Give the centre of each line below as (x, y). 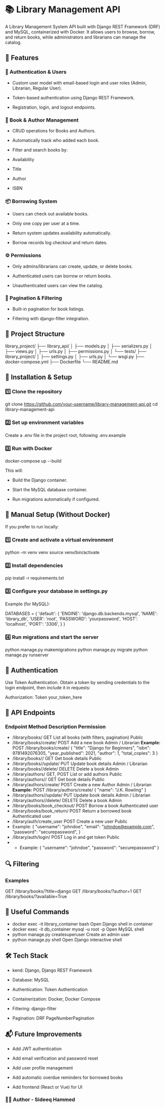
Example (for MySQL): (28, 604)
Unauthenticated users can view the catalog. (58, 285)
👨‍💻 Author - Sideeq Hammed (40, 1100)
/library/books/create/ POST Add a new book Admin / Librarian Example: (86, 743)
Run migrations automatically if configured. (56, 499)
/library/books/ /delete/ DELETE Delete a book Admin (66, 769)
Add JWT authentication (37, 1049)
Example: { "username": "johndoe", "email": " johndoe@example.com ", (83, 827)
